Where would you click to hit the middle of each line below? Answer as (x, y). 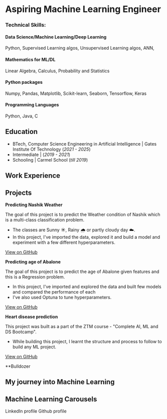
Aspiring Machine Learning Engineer (83, 9)
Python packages (24, 82)
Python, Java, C (22, 116)
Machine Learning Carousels (51, 399)
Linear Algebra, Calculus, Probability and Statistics (57, 71)
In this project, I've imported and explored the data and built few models (87, 287)
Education (22, 132)
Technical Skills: (26, 25)
